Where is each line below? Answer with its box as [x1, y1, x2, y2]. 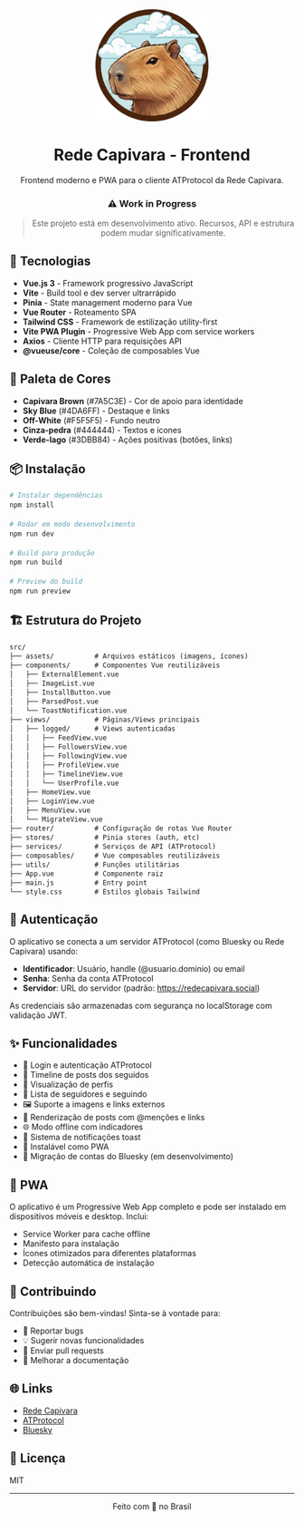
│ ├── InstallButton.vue [9, 688, 111, 697]
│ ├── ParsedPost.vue [9, 697, 100, 706]
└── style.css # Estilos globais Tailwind [9, 887, 201, 896]
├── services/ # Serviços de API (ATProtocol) [9, 842, 217, 851]
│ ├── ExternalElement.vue [9, 670, 119, 679]
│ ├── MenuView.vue [9, 806, 91, 815]
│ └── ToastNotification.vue [9, 706, 128, 715]
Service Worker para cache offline [22, 1228, 151, 1240]
